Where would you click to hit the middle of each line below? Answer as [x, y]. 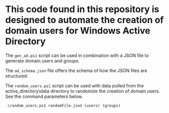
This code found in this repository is [82, 9]
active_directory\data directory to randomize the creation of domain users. [83, 91]
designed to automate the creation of [84, 20]
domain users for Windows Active [78, 31]
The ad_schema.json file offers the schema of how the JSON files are [76, 70]
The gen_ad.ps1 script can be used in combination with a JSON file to [77, 55]
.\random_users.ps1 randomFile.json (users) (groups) [63, 105]
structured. [17, 76]
